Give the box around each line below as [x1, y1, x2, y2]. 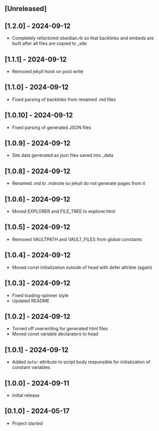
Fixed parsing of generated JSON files [12, 124, 91, 131]
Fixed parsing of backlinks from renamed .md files [12, 96, 116, 102]
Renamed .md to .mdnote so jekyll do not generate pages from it [12, 180, 145, 187]
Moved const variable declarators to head [12, 331, 99, 337]
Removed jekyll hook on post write [12, 69, 84, 75]
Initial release [12, 392, 40, 398]
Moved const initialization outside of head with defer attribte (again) [12, 264, 152, 270]
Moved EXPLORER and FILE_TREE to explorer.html [12, 208, 116, 214]
